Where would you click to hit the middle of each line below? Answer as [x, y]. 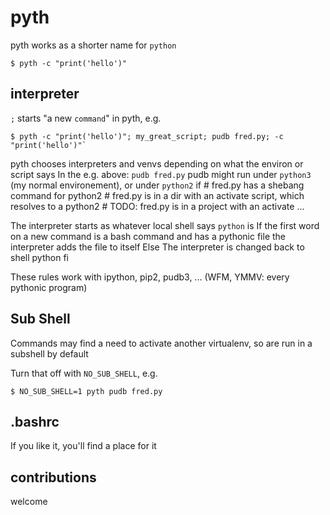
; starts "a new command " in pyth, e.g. [86, 118]
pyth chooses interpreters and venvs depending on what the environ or [157, 163]
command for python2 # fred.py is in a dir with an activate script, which [157, 195]
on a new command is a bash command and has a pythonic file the [148, 236]
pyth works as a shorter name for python [93, 45]
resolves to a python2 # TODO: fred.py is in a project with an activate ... [157, 206]
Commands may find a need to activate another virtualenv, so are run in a [161, 343]
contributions [53, 477]
